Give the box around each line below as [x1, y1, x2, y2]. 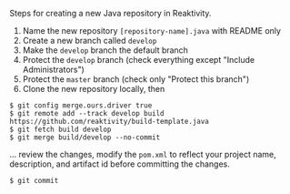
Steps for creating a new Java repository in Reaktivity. [9, 8, 212, 18]
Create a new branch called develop [22, 36, 157, 46]
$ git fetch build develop [9, 125, 112, 134]
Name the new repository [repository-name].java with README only [22, 26, 282, 36]
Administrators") [22, 64, 85, 75]
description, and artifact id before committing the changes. [9, 158, 230, 169]
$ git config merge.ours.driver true [9, 101, 153, 110]
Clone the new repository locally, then [22, 84, 165, 94]
